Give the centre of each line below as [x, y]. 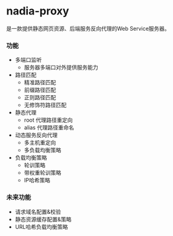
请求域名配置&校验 [38, 211]
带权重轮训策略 [42, 173]
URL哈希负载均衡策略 [41, 226]
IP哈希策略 [37, 180]
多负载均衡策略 [42, 150]
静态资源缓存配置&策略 [43, 219]
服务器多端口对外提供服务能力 [61, 67]
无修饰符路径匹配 [45, 105]
